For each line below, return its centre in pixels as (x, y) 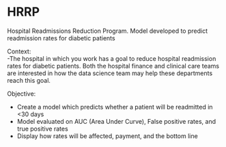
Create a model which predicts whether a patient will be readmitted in (115, 107)
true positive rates (42, 129)
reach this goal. (29, 80)
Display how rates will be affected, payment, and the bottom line (107, 136)
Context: (19, 51)
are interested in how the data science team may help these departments (110, 73)
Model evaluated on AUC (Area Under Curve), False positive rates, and (116, 121)
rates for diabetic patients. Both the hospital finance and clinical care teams (113, 66)
